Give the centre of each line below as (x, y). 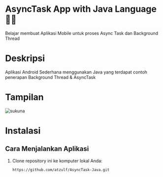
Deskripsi (25, 58)
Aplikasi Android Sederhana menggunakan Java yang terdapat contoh (76, 72)
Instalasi (23, 131)
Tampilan (24, 97)
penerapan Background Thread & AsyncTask (50, 77)
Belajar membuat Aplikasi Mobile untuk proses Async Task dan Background (82, 33)
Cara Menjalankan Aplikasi (47, 149)
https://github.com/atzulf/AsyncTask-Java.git (61, 170)
